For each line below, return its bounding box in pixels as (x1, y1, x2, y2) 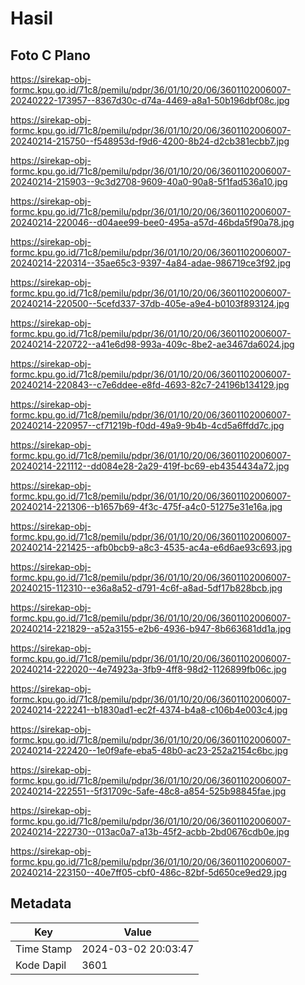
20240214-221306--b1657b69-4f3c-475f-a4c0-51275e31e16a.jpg (10, 501, 283, 512)
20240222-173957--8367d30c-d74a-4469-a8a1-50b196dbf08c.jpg (10, 95, 290, 106)
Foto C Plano (10, 47, 91, 64)
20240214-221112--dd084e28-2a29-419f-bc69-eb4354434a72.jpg (10, 460, 290, 472)
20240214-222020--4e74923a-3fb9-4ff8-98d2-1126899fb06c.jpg (10, 663, 287, 675)
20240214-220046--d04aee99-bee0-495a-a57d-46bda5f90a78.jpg (10, 217, 295, 228)
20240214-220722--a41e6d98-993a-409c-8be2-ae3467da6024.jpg (10, 338, 295, 350)
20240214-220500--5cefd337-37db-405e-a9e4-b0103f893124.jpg (10, 298, 290, 309)
